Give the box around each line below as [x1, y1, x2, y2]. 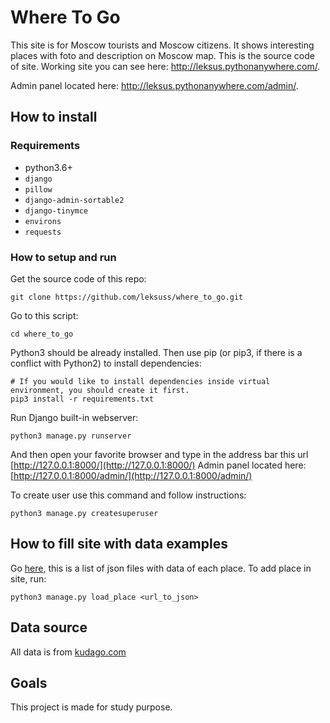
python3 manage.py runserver [10, 431, 132, 441]
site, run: [10, 572, 47, 585]
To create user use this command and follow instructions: [10, 489, 247, 501]
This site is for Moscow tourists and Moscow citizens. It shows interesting [10, 39, 315, 51]
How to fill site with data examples [10, 536, 228, 553]
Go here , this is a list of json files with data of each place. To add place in [10, 562, 312, 574]
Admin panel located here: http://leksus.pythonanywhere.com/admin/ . [10, 79, 299, 91]
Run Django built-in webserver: [10, 411, 139, 423]
